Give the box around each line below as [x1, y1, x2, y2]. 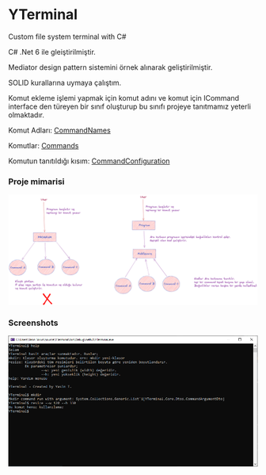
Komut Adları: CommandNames [8, 125, 111, 135]
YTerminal [8, 6, 78, 24]
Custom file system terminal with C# [8, 32, 127, 41]
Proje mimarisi [8, 176, 65, 187]
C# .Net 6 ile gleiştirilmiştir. [8, 47, 97, 56]
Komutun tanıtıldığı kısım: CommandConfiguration [8, 156, 170, 166]
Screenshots [8, 317, 59, 328]
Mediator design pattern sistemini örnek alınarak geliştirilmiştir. [8, 62, 213, 72]
